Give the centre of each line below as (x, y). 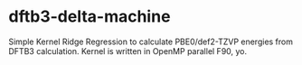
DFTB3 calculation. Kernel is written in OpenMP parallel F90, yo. (128, 51)
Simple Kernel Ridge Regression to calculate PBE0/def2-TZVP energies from (151, 42)
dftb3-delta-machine (90, 17)
